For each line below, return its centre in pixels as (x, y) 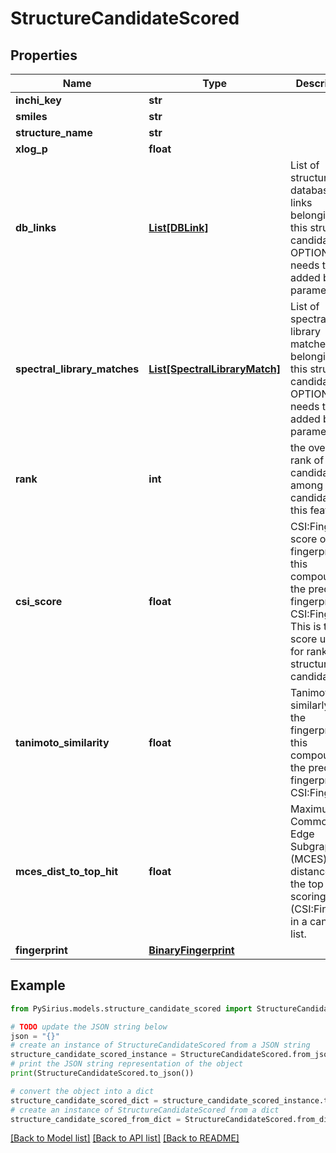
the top (307, 884)
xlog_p (31, 149)
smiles (31, 116)
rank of (307, 460)
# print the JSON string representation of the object (127, 1064)
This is (306, 626)
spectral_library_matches (77, 369)
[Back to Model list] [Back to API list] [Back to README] (125, 1138)
